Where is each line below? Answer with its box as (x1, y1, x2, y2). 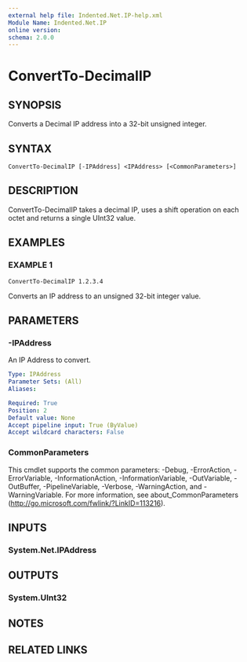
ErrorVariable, (8, 473, 53, 483)
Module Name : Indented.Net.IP (8, 19, 107, 27)
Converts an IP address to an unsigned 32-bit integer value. (8, 291, 202, 301)
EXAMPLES (8, 236, 65, 250)
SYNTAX (8, 142, 53, 155)
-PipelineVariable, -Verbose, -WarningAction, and (42, 481, 202, 491)
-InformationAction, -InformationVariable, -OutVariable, (54, 473, 233, 483)
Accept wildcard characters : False (8, 429, 125, 437)
